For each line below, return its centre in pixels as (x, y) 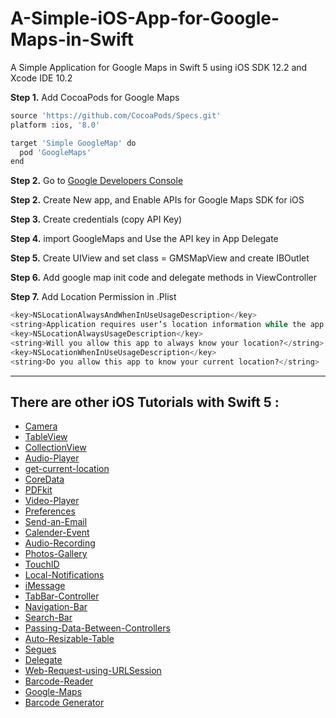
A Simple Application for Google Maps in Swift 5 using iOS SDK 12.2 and (159, 67)
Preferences (50, 511)
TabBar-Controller (62, 596)
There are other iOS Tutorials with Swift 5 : (145, 402)
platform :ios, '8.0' (55, 125)
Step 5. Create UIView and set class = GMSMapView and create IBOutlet (160, 258)
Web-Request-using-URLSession (93, 671)
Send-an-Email (56, 522)
